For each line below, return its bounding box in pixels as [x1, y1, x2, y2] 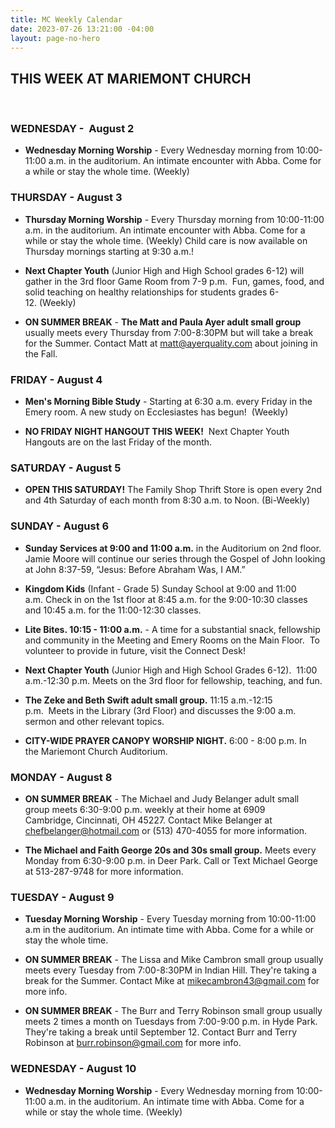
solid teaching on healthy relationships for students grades [24, 286, 268, 298]
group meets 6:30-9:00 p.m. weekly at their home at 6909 [24, 803, 266, 815]
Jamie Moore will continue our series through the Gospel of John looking [24, 552, 326, 565]
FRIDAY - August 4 [10, 372, 103, 386]
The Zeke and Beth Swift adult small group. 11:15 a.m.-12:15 [24, 694, 273, 706]
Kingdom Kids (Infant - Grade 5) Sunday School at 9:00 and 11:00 [24, 582, 297, 595]
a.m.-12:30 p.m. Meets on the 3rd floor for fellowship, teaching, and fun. [24, 674, 323, 686]
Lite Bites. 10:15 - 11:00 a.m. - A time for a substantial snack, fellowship [24, 623, 321, 635]
